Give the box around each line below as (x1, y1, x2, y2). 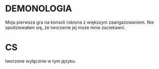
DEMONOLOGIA (5, 3, 72, 14)
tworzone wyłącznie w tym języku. (5, 58, 76, 64)
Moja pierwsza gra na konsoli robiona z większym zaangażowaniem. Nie (5, 19, 155, 25)
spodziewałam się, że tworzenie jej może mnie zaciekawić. (5, 24, 126, 30)
